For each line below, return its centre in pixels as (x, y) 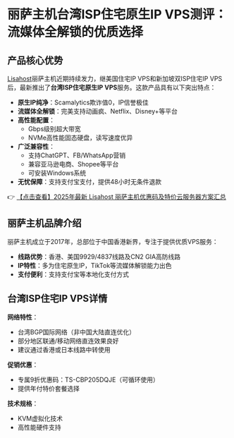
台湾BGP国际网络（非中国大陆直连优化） (76, 331)
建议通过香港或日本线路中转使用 (64, 349)
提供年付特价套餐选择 (48, 388)
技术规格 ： (23, 403)
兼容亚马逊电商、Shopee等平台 (73, 164)
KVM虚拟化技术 (40, 418)
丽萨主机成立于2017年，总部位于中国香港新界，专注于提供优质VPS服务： (113, 241)
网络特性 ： (23, 317)
